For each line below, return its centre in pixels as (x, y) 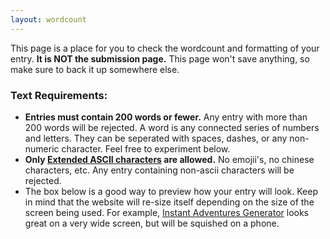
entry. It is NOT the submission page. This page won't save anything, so (160, 58)
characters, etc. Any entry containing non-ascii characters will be (159, 170)
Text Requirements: (59, 95)
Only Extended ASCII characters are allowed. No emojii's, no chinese (169, 159)
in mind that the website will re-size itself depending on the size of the (169, 202)
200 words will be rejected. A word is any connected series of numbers (172, 127)
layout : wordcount (48, 19)
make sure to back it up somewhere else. (95, 69)
